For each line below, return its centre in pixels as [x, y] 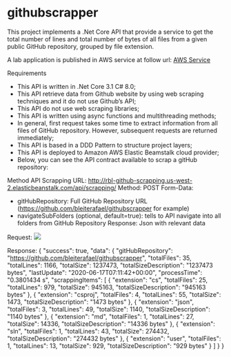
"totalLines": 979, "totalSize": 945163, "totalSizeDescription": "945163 [107, 287]
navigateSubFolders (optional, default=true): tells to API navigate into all [119, 216]
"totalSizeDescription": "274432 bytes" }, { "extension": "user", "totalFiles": [114, 338]
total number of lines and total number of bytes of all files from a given [107, 39]
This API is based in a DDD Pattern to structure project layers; [104, 145]
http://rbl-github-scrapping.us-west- [140, 180]
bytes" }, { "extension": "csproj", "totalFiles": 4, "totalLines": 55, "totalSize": [114, 294]
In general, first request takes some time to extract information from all [118, 123]
